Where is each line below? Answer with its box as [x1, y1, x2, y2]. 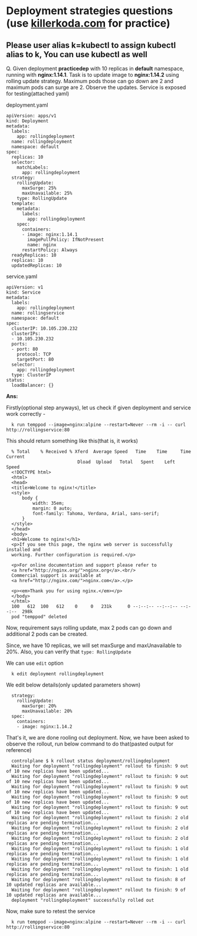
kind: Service [6, 290, 41, 295]
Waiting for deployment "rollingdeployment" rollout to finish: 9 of [11, 887, 186, 893]
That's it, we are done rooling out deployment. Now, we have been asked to [6, 734, 190, 741]
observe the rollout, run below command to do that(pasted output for [6, 740, 174, 747]
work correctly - [6, 410, 46, 417]
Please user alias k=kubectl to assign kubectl [6, 40, 176, 50]
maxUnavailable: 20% [21, 708, 73, 714]
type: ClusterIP [11, 372, 51, 378]
